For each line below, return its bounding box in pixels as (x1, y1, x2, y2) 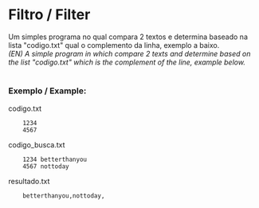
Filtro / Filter (8, 6, 91, 24)
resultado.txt (8, 176, 50, 186)
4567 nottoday (22, 162, 69, 171)
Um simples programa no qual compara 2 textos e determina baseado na (8, 32, 249, 41)
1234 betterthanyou (22, 155, 88, 163)
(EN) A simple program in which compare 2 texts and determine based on (8, 49, 251, 58)
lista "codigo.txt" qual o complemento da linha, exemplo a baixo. (8, 40, 220, 49)
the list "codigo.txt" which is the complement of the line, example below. (8, 57, 245, 67)
